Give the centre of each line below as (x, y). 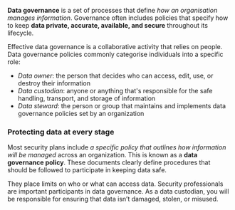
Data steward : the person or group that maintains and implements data (122, 106)
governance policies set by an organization (81, 114)
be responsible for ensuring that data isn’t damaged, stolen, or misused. (113, 199)
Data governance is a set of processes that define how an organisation (113, 10)
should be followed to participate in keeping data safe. (87, 170)
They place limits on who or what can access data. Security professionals (115, 184)
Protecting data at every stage (61, 132)
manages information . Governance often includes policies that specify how (118, 18)
